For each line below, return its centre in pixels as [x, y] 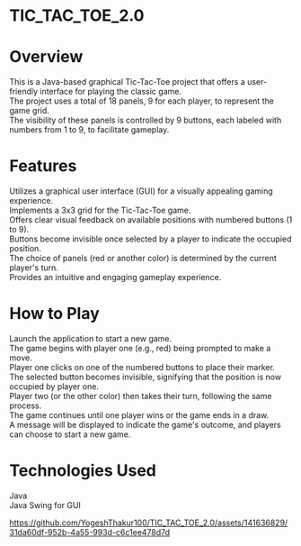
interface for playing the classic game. [111, 92]
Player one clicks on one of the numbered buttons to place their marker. [142, 367]
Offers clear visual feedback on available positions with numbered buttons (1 [151, 220]
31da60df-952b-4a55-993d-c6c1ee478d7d [90, 532]
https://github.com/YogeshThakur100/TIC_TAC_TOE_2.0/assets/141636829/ [149, 523]
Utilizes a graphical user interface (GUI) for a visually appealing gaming [142, 191]
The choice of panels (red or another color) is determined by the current [143, 259]
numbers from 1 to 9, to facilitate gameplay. [89, 130]
